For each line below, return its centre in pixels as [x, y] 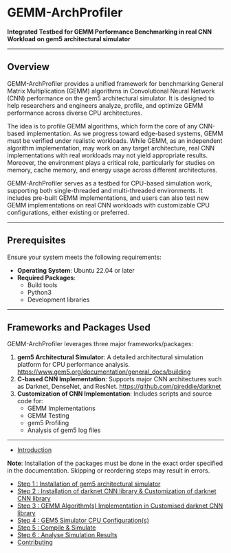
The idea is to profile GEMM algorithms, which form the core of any [102, 126]
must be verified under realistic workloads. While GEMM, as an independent [115, 140]
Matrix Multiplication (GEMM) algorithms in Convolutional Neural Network [111, 91]
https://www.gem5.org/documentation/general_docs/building [104, 372]
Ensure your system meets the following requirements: [84, 257]
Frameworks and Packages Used [79, 327]
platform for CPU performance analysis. [74, 365]
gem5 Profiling [48, 423]
